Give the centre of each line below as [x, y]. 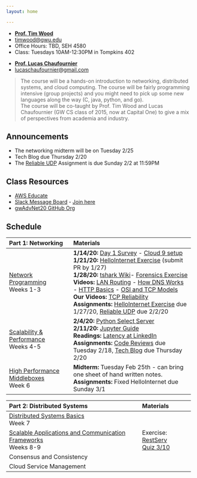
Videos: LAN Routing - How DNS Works [128, 282]
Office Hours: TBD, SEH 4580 [50, 46]
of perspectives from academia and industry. [75, 118]
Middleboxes [27, 378]
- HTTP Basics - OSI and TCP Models [125, 289]
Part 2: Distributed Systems [48, 406]
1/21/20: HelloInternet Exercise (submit [128, 260]
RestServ [154, 440]
